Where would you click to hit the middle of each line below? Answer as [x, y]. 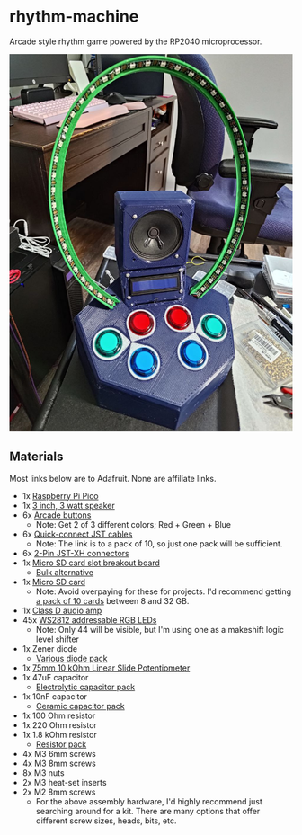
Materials [36, 457]
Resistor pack [61, 744]
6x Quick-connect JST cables [77, 534]
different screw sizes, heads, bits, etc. [106, 821]
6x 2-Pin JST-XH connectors [75, 553]
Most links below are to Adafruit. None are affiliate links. [113, 478]
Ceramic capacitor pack [80, 706]
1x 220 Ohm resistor [59, 724]
